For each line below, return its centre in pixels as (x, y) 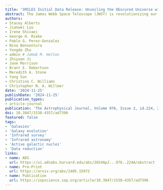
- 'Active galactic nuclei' (33, 145)
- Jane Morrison (21, 63)
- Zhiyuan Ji (18, 59)
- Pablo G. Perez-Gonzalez (32, 41)
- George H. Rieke (24, 37)
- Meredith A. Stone (26, 73)
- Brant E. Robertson (27, 68)
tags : (10, 122)
